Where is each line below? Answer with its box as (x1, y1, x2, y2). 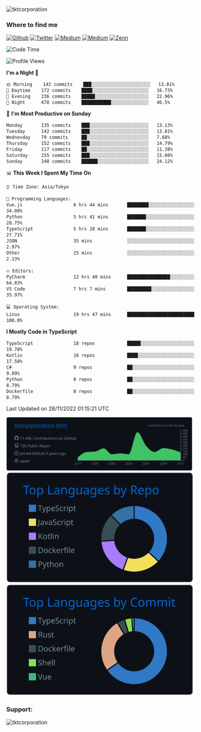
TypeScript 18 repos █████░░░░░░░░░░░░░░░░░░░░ (6, 340, 195, 346)
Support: (6, 705, 33, 713)
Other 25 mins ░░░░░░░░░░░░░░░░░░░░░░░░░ (6, 250, 195, 256)
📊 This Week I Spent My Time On (6, 169, 91, 177)
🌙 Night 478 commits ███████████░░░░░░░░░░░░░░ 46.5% (6, 100, 170, 106)
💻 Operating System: (6, 304, 60, 310)
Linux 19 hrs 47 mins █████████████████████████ (6, 312, 195, 318)
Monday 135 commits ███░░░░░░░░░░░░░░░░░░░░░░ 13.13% (6, 123, 173, 129)
